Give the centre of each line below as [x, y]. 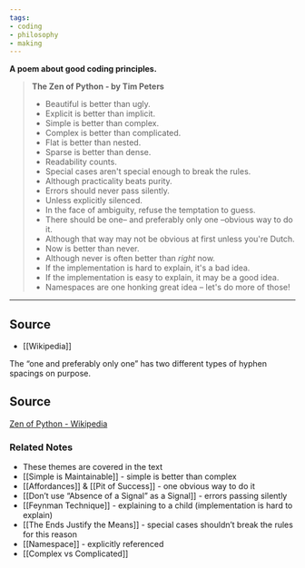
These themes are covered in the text [93, 467]
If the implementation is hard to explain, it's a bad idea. [148, 268]
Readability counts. [81, 162]
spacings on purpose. [50, 374]
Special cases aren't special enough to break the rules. [148, 171]
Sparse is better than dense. [98, 152]
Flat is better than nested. [93, 142]
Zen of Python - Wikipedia [59, 424]
